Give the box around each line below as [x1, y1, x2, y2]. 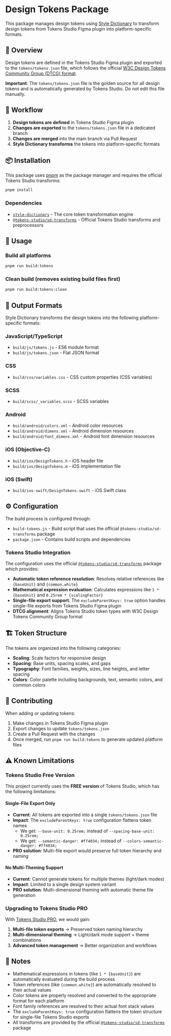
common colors [12, 682, 46, 688]
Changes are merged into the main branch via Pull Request [12, 135, 137, 141]
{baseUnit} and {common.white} [12, 581, 78, 587]
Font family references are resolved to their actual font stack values [12, 1003, 154, 1009]
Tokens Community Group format [12, 613, 83, 619]
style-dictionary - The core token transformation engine [12, 211, 133, 217]
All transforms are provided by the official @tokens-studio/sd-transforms [12, 1019, 165, 1025]
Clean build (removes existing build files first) [5, 276, 121, 283]
